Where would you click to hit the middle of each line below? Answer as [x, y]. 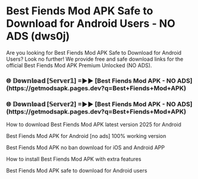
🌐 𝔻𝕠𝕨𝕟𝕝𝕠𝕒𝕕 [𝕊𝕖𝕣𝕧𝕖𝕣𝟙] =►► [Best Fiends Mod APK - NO [91, 80]
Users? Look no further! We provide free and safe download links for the [95, 59]
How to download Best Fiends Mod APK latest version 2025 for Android [94, 125]
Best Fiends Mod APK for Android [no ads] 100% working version [86, 136]
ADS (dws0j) [38, 36]
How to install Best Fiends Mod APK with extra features [74, 159]
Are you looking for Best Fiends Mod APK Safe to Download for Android [94, 52]
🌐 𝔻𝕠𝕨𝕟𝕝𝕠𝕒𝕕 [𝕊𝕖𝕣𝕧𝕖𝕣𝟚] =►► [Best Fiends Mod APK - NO [91, 104]
